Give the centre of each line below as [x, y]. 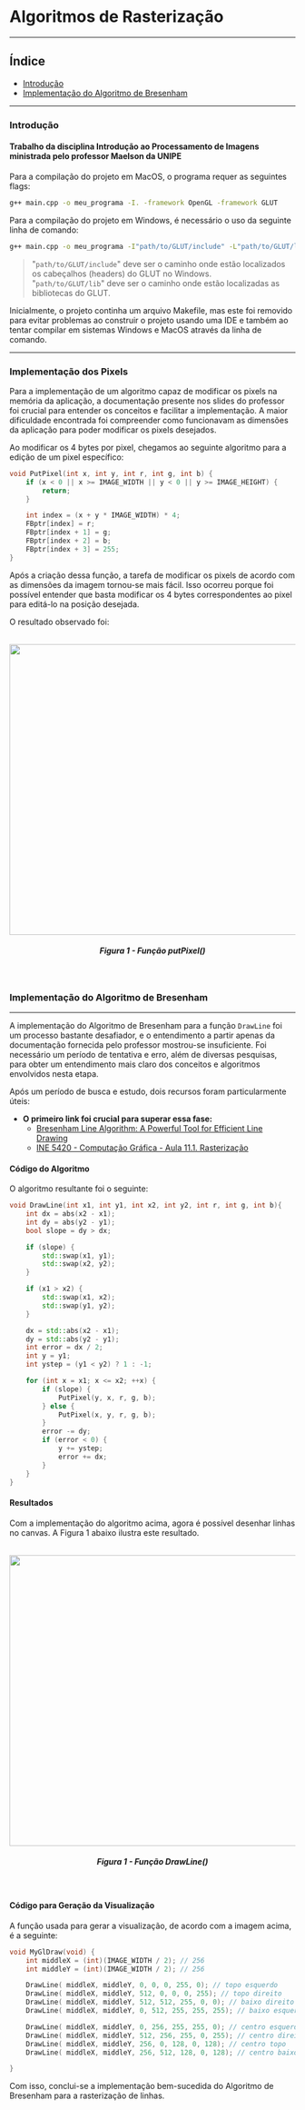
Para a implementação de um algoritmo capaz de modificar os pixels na [143, 391]
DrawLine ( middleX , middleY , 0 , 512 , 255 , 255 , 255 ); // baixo [148, 2011]
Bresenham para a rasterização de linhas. [87, 2095]
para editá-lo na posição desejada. [74, 604]
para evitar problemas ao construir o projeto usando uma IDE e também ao [149, 320]
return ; [56, 491]
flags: [20, 186]
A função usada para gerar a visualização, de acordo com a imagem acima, [151, 1926]
